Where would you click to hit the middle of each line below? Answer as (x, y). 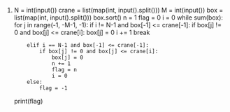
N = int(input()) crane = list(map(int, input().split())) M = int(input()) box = (118, 10)
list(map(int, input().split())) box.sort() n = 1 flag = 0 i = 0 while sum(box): (118, 17)
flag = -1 (53, 88)
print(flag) (28, 101)
